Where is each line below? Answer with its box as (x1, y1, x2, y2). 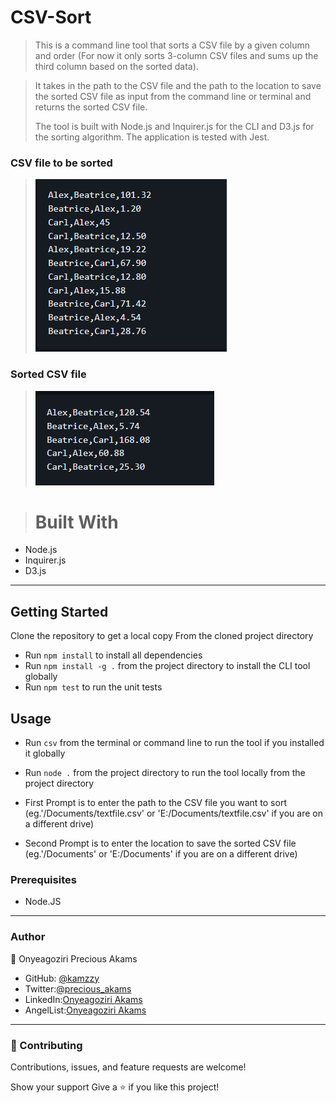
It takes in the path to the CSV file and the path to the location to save (34, 79, 322, 91)
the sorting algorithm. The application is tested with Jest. (34, 131, 270, 143)
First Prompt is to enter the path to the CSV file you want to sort (24, 797, 287, 809)
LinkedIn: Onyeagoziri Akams (24, 993, 143, 1005)
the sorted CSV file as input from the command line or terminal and (34, 90, 312, 102)
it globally (24, 747, 66, 760)
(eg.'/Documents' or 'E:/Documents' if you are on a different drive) (24, 848, 298, 860)
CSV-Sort (10, 6, 92, 29)
